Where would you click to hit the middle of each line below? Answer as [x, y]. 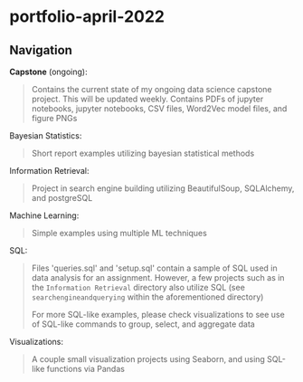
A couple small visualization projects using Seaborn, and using [148, 359]
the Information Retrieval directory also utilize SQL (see [138, 287]
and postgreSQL [62, 198]
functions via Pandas [85, 369]
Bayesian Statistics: [46, 136]
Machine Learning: [44, 215]
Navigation [41, 50]
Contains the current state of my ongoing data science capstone [151, 89]
